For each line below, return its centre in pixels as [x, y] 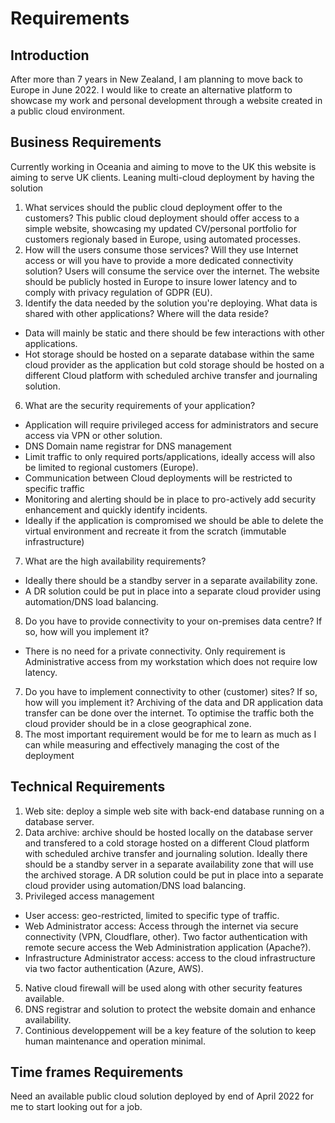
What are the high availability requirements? [115, 561]
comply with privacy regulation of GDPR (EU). [118, 292]
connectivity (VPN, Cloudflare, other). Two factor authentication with [166, 936]
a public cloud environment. [68, 111]
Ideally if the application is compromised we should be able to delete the [174, 520]
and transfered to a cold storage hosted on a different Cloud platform [167, 843]
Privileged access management [89, 896]
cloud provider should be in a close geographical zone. [138, 723]
